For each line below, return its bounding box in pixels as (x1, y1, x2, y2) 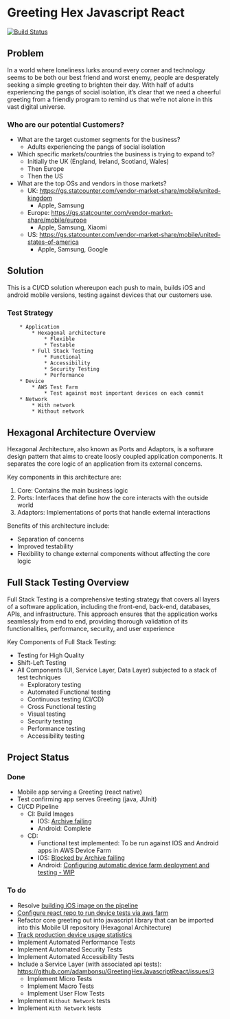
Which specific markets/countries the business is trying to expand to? (16, 150, 215, 158)
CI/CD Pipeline (16, 803, 59, 811)
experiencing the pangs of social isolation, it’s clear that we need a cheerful (7, 88, 221, 96)
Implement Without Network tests (16, 996, 111, 1005)
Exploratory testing (27, 680, 82, 688)
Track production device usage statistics (16, 930, 133, 938)
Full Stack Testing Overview (7, 577, 129, 588)
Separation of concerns (16, 535, 84, 543)
